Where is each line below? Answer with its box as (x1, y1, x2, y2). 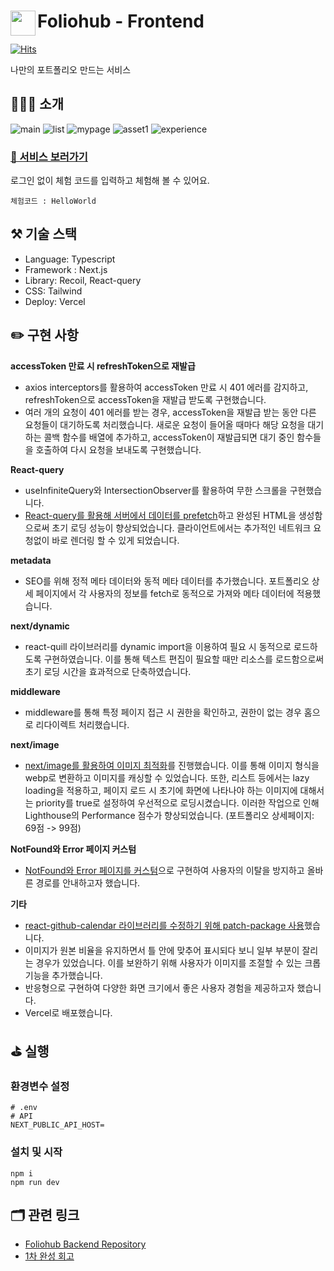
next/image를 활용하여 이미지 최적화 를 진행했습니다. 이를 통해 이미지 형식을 (24, 759, 320, 771)
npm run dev (10, 1177, 60, 1187)
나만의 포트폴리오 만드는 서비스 (10, 63, 132, 75)
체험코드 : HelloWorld (10, 196, 97, 207)
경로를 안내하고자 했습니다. (35, 876, 141, 889)
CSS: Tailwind (24, 285, 83, 297)
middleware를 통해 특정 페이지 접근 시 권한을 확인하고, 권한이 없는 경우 (24, 706, 302, 718)
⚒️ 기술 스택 (10, 226, 78, 243)
